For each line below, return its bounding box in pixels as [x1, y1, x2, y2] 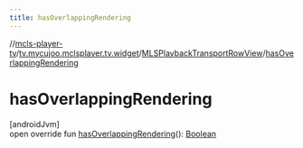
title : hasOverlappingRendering [9, 13, 131, 23]
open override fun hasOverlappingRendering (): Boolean [9, 128, 217, 139]
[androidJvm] [9, 118, 61, 129]
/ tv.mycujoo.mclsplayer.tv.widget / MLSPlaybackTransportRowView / [15, 47, 266, 59]
